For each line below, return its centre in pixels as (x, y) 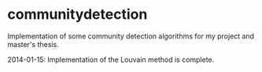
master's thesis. (33, 44)
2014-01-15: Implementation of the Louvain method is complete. (111, 59)
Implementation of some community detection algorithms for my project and (131, 36)
